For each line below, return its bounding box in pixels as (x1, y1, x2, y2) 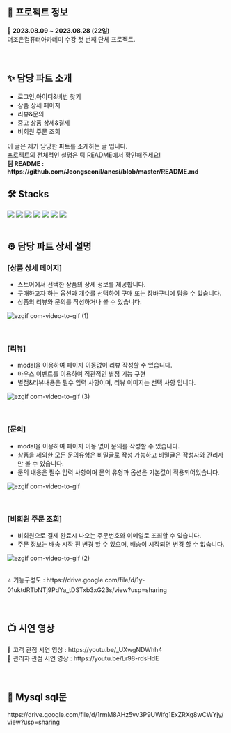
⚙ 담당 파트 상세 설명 (7, 240, 92, 252)
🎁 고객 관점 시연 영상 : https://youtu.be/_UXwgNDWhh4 (7, 645, 162, 653)
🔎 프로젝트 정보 (7, 6, 68, 19)
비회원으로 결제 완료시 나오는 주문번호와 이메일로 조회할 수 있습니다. (17, 531, 202, 540)
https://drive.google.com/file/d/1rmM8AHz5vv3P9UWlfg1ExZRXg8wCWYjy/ (7, 710, 224, 718)
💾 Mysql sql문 (7, 691, 67, 703)
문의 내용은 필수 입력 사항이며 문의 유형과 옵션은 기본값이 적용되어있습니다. (17, 468, 221, 476)
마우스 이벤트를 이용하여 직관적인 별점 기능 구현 (17, 370, 146, 378)
